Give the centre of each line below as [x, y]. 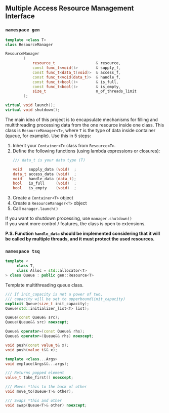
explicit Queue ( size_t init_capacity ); [47, 304]
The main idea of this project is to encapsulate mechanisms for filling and [82, 119]
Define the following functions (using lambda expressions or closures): [86, 151]
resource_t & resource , [77, 63]
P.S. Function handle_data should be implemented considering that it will [83, 234]
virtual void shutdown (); [32, 110]
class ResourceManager [29, 45]
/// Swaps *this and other [34, 400]
